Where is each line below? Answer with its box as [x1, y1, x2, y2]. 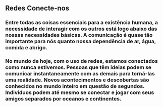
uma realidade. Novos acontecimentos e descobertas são [5, 76, 150, 83]
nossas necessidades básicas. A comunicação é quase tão [5, 32, 153, 39]
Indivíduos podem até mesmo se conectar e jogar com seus [5, 89, 154, 96]
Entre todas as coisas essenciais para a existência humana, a [5, 19, 158, 26]
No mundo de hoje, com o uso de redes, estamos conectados [5, 58, 158, 65]
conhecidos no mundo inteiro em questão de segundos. [5, 83, 145, 90]
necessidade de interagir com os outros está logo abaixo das [5, 25, 157, 32]
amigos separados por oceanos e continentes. [5, 95, 122, 102]
